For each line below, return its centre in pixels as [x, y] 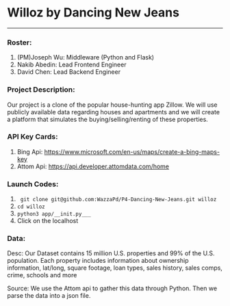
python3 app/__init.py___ [54, 214]
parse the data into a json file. [49, 296]
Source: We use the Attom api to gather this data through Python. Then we [112, 288]
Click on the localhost [48, 221]
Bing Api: [30, 151]
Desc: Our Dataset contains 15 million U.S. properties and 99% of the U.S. [111, 253]
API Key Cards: [33, 137]
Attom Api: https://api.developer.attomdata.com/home [93, 166]
